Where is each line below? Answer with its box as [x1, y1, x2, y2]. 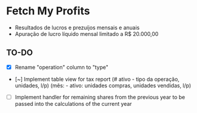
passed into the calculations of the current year [14, 100, 132, 107]
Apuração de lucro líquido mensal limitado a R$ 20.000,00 [14, 30, 159, 37]
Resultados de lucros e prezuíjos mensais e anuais [14, 24, 140, 31]
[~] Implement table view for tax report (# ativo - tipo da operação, [14, 75, 180, 83]
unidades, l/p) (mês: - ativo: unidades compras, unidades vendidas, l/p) [14, 82, 192, 89]
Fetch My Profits [6, 4, 90, 18]
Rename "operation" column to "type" [14, 63, 109, 71]
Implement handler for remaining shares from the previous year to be [14, 93, 186, 100]
